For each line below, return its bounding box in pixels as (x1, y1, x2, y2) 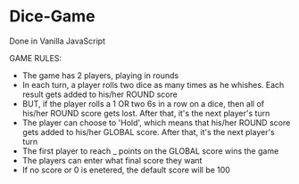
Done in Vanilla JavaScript (9, 36, 105, 46)
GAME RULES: (9, 52, 62, 63)
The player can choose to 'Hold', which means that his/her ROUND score (21, 117, 291, 128)
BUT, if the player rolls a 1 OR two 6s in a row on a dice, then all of (21, 98, 265, 108)
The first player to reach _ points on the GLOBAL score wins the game (21, 145, 279, 156)
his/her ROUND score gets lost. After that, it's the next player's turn (21, 108, 270, 118)
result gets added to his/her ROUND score (21, 89, 179, 100)
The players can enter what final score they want (21, 155, 203, 165)
